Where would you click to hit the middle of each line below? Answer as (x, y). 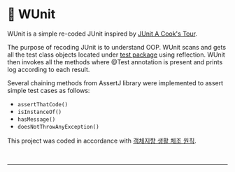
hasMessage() (36, 119)
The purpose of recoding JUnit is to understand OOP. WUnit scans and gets (116, 47)
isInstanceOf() (40, 112)
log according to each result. (49, 69)
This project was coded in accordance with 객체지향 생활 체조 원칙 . (102, 141)
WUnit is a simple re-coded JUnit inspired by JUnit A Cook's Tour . (102, 34)
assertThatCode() (43, 104)
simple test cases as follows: (49, 90)
